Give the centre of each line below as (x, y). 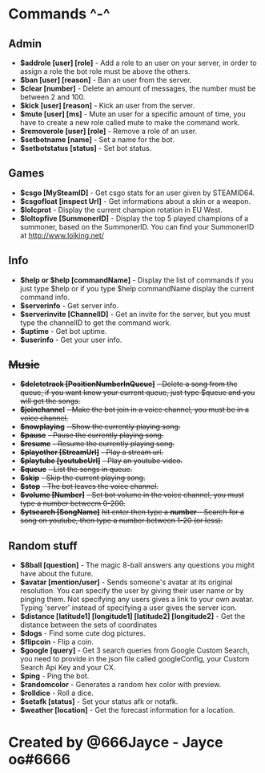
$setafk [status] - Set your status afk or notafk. (99, 702)
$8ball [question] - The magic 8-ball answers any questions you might (137, 565)
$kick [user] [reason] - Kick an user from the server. (107, 106)
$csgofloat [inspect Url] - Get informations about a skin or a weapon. (135, 201)
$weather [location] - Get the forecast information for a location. (127, 710)
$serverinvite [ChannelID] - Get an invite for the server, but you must (135, 314)
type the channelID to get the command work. (96, 323)
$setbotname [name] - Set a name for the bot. (97, 140)
